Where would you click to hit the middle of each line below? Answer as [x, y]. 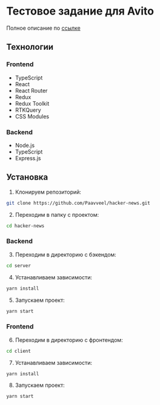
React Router [31, 90]
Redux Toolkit [32, 103]
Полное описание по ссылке [43, 28]
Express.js [28, 158]
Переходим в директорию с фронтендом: [69, 340]
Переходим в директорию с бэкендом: [65, 254]
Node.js [25, 145]
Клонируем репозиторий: [48, 192]
